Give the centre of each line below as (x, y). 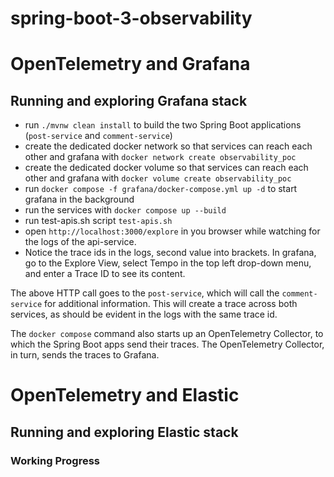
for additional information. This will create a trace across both (171, 304)
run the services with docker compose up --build (125, 210)
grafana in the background (79, 199)
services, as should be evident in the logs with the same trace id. (144, 314)
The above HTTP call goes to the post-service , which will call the (145, 293)
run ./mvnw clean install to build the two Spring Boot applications (163, 125)
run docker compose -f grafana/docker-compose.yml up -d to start (161, 189)
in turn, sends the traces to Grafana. (85, 355)
